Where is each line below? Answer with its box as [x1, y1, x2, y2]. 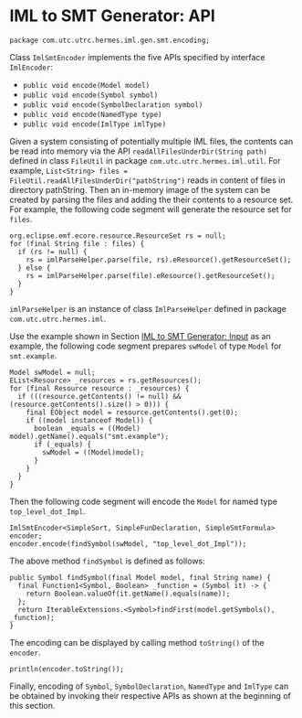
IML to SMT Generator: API [9, 5, 216, 27]
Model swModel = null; [9, 368, 96, 377]
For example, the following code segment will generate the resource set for [9, 203, 292, 215]
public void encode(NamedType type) [22, 110, 162, 119]
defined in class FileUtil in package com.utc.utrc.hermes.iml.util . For [9, 155, 281, 166]
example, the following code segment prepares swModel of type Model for [9, 340, 282, 351]
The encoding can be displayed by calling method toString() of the [9, 637, 265, 648]
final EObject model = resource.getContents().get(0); [26, 408, 239, 417]
